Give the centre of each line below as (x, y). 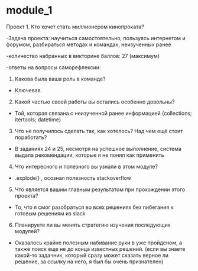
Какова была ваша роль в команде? (60, 79)
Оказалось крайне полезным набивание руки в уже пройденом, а (98, 243)
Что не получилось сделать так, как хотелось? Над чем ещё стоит (99, 131)
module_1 (29, 10)
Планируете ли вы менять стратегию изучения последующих (92, 225)
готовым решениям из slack (50, 213)
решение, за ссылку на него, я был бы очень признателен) (89, 262)
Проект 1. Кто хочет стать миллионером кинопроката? (75, 27)
